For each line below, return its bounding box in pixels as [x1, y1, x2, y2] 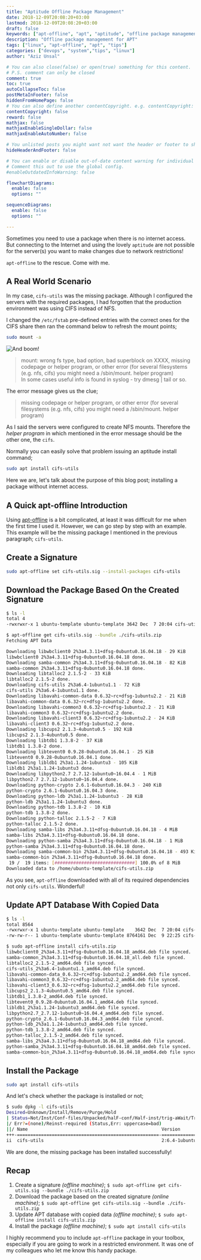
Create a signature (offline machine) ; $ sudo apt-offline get [14, 1182, 166, 1189]
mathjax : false [6, 120, 44, 126]
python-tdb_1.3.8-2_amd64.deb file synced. [6, 1027, 117, 1033]
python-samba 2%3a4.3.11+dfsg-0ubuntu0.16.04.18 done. [6, 843, 146, 849]
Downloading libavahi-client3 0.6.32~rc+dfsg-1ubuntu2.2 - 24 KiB [6, 715, 175, 721]
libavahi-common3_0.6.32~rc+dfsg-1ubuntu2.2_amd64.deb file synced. [6, 977, 181, 983]
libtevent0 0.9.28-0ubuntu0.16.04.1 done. [6, 754, 114, 760]
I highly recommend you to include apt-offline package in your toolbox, [6, 1234, 185, 1241]
